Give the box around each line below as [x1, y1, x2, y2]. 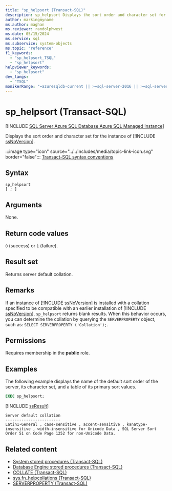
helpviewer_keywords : [5, 65, 52, 70]
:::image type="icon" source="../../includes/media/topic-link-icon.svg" [5, 148, 154, 154]
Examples [5, 365, 37, 374]
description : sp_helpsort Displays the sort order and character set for [5, 12, 166, 17]
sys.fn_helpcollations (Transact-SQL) [12, 475, 91, 481]
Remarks [5, 286, 35, 295]
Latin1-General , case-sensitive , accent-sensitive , [5, 422, 125, 427]
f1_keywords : [5, 50, 33, 55]
